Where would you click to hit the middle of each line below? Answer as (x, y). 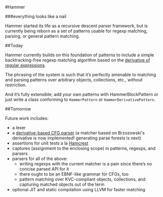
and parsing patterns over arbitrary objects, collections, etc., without (74, 80)
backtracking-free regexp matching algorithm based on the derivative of (78, 60)
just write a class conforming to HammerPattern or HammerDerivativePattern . (80, 99)
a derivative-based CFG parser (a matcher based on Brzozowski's (78, 133)
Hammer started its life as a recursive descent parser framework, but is (76, 26)
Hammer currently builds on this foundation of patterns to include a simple (80, 55)
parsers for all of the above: (40, 159)
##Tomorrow (18, 109)
